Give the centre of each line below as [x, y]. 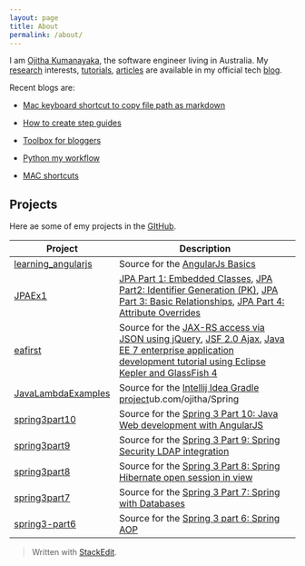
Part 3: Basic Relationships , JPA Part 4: [202, 302]
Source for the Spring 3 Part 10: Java [199, 414]
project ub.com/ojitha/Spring [179, 399]
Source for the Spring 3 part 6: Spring [200, 519]
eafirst [28, 351]
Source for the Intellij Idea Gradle [189, 388]
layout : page [34, 18]
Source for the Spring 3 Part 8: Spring [200, 466]
